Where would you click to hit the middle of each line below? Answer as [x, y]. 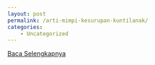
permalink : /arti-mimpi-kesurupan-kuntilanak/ [78, 20]
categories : [25, 27]
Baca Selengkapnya [37, 54]
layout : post [27, 14]
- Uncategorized [45, 34]
